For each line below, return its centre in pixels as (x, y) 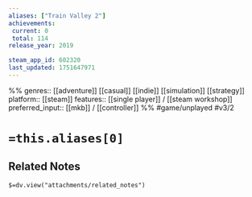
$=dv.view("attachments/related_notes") (77, 185)
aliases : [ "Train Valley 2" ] (57, 16)
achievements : (32, 23)
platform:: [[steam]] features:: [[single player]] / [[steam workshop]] (120, 99)
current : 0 (30, 31)
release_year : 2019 (41, 46)
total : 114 (30, 38)
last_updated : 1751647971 (52, 68)
